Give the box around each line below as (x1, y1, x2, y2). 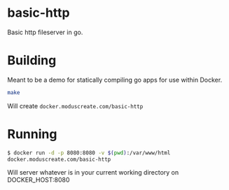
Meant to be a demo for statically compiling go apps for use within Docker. (7, 75, 223, 84)
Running (7, 126, 57, 142)
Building (7, 52, 57, 68)
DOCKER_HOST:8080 (7, 176, 70, 184)
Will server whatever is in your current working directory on (7, 168, 179, 177)
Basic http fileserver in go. (7, 28, 83, 36)
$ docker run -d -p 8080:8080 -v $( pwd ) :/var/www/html (7, 149, 171, 156)
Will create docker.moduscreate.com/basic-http (7, 101, 144, 110)
